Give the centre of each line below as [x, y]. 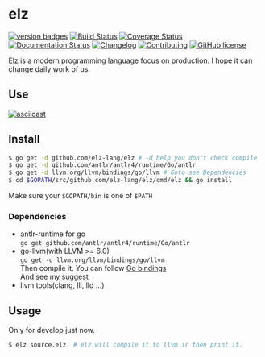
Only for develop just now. [52, 330]
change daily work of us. [50, 68]
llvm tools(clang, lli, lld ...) [62, 285]
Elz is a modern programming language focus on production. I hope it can [130, 60]
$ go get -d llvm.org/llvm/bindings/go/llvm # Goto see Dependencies [128, 173]
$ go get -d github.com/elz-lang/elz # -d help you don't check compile [133, 158]
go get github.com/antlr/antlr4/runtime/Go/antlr [105, 243]
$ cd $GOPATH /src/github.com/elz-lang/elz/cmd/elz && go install [120, 181]
